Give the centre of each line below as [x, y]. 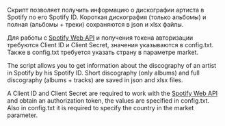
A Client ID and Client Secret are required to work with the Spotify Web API [112, 93]
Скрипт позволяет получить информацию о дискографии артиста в [106, 10]
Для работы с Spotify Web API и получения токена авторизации [100, 38]
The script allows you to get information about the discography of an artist [112, 65]
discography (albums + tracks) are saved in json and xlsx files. [95, 80]
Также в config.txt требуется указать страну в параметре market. [103, 52]
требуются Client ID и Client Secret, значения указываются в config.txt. [110, 45]
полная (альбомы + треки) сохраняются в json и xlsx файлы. [95, 24]
